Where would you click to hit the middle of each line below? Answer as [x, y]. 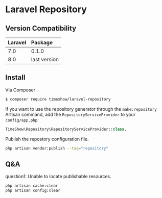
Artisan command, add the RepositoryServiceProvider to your [71, 114]
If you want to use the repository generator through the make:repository [81, 109]
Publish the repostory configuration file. [47, 139]
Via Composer [20, 90]
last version [45, 59]
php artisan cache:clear [32, 186]
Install [15, 78]
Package [42, 43]
